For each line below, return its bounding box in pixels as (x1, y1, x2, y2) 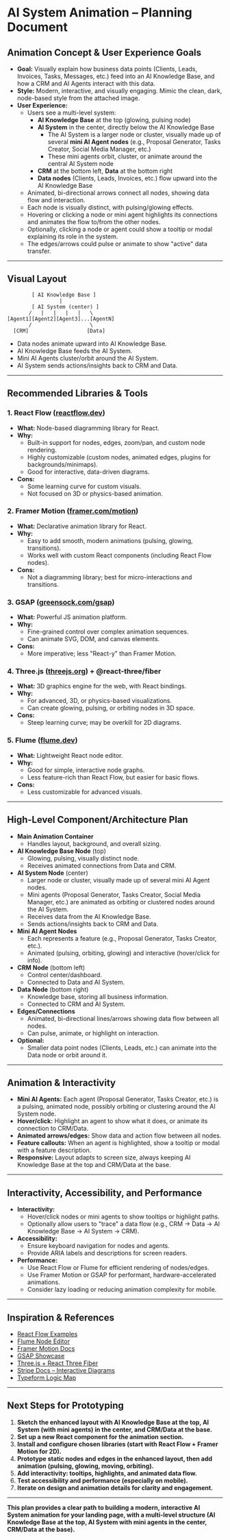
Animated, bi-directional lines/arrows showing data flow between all (27, 1014, 219, 1022)
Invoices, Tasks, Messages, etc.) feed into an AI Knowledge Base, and (16, 72, 215, 80)
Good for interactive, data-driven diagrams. (27, 468, 150, 476)
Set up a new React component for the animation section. (16, 1432, 184, 1441)
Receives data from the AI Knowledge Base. (27, 912, 151, 920)
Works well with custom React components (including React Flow (27, 551, 212, 560)
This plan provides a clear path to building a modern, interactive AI (7, 1503, 201, 1511)
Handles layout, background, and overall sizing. (27, 839, 162, 847)
